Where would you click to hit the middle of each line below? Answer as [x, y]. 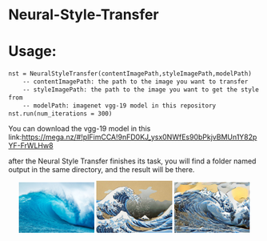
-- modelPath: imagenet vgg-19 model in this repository [120, 106]
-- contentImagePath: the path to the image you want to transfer [135, 82]
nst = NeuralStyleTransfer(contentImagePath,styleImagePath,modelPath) [130, 74]
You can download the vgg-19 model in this [80, 129]
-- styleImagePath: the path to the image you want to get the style [141, 90]
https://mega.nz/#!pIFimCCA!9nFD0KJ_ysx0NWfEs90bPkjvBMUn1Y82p [139, 137]
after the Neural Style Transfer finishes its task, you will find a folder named [132, 161]
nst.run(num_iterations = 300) [60, 114]
